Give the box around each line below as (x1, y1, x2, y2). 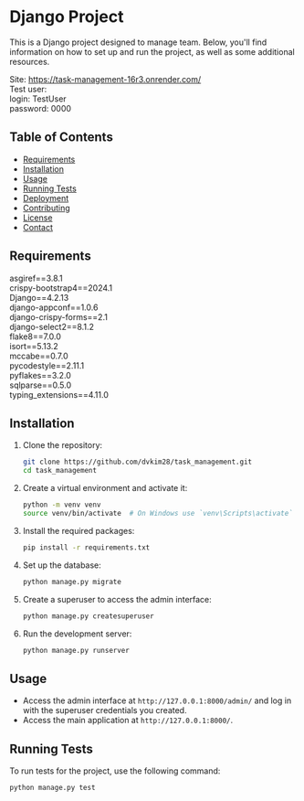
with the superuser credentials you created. (22, 705, 187, 716)
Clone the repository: (22, 440, 103, 451)
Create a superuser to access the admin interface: (22, 593, 212, 604)
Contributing (22, 202, 70, 213)
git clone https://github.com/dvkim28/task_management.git (22, 457, 253, 467)
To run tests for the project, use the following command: (9, 765, 221, 776)
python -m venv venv (22, 500, 101, 509)
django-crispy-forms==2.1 (9, 311, 108, 322)
